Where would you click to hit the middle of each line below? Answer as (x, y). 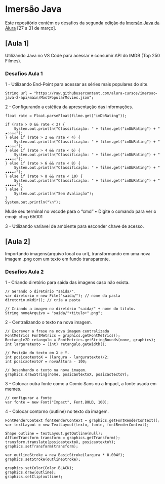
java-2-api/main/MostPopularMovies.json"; (49, 98)
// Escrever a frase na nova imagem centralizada (57, 331)
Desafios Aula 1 (24, 74)
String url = (19, 93)
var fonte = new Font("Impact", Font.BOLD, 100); (57, 403)
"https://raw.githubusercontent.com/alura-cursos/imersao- (96, 93)
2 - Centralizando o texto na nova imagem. (49, 323)
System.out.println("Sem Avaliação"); (54, 194)
